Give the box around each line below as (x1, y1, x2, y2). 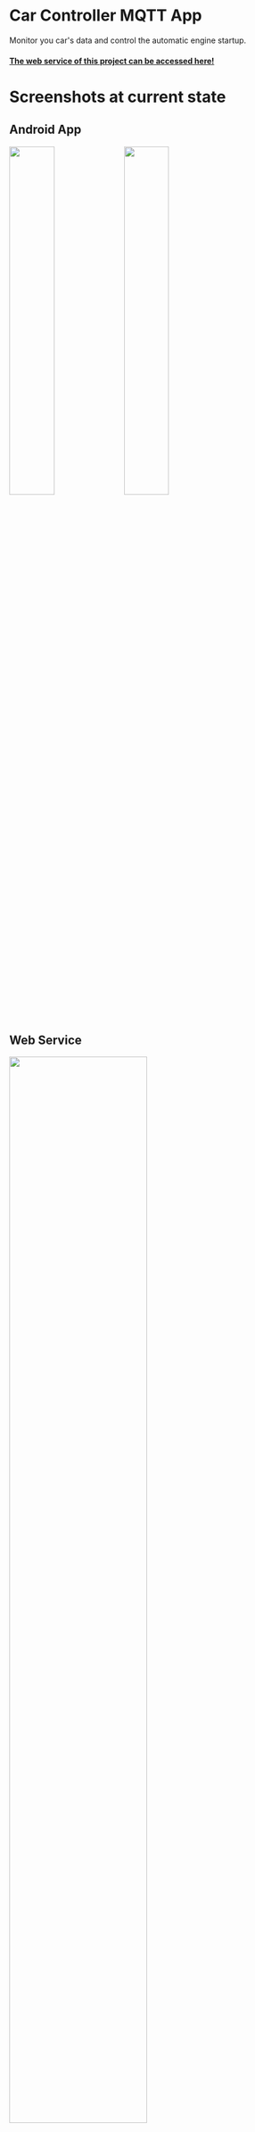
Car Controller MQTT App (9, 5, 202, 26)
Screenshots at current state (9, 87, 226, 107)
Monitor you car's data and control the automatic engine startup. (9, 35, 247, 46)
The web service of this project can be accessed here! (9, 55, 215, 66)
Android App (9, 122, 82, 137)
